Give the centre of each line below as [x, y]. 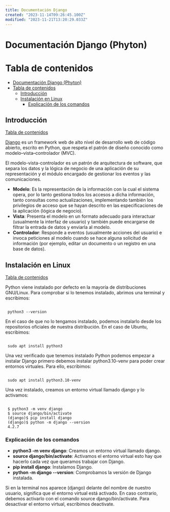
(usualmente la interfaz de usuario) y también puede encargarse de [83, 222]
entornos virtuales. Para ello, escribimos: [48, 366]
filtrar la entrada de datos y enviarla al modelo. [62, 227]
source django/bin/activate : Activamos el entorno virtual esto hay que [87, 456]
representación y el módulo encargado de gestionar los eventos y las [78, 174]
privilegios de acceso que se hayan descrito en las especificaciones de [88, 205]
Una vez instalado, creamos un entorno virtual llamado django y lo [75, 390]
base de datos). [29, 249]
